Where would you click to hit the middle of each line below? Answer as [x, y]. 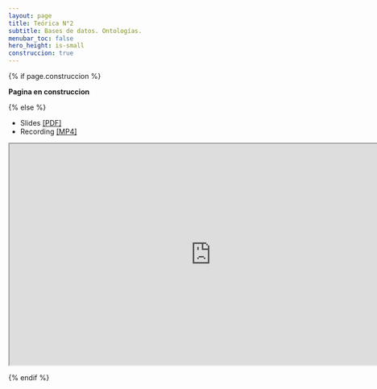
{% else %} [27, 107]
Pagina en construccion [49, 92]
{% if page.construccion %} [55, 76]
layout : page [30, 16]
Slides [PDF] [41, 123]
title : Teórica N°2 [41, 23]
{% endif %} [29, 378]
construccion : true [41, 53]
